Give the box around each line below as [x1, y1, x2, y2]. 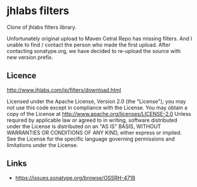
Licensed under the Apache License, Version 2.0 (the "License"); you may [6, 98, 186, 105]
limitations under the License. [6, 141, 78, 148]
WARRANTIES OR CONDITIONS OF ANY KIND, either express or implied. [6, 129, 182, 136]
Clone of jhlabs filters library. [6, 24, 77, 31]
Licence [6, 71, 37, 81]
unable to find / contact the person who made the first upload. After [6, 41, 171, 48]
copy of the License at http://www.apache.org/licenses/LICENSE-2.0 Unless [6, 110, 192, 117]
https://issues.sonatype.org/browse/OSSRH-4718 [15, 174, 136, 181]
